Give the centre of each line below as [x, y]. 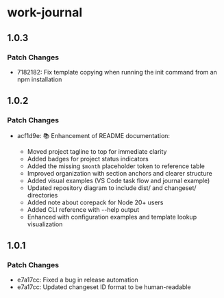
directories [42, 195]
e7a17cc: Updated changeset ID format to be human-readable [104, 287]
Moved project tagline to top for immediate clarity [97, 151]
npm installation [39, 79]
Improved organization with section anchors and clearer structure [120, 173]
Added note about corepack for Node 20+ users [95, 202]
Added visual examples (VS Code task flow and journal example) [119, 180]
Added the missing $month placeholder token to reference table [116, 166]
